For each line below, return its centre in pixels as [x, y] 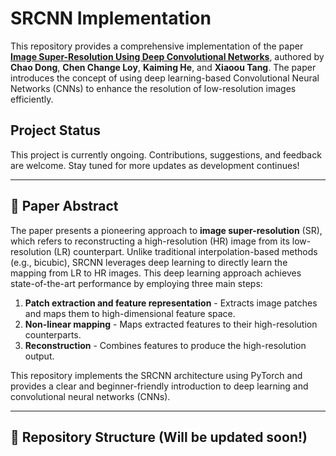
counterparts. [53, 334]
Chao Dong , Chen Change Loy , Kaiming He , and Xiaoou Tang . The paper [163, 67]
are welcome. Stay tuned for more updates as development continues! [155, 165]
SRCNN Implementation [111, 18]
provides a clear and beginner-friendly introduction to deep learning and [159, 386]
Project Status [56, 130]
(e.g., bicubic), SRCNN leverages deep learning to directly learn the [149, 262]
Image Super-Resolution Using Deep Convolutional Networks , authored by [167, 56]
